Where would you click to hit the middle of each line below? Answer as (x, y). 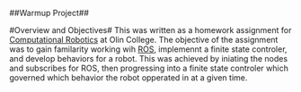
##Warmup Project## (49, 13)
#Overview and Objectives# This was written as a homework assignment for (150, 30)
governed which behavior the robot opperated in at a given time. (128, 78)
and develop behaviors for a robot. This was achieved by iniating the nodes (149, 59)
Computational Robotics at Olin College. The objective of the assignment (144, 40)
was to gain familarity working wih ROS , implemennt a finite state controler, (148, 49)
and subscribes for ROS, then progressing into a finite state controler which (149, 68)
